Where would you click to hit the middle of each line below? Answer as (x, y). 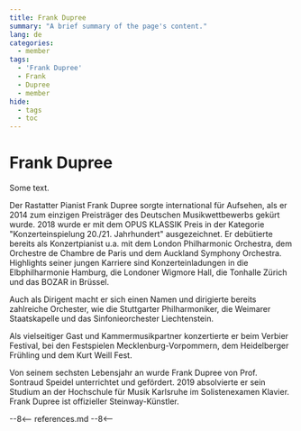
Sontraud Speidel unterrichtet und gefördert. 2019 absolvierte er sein (137, 382)
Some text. (29, 188)
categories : (32, 43)
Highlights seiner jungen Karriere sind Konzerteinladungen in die (129, 263)
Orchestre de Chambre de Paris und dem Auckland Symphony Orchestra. (146, 253)
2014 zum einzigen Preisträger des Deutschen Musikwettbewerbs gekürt (145, 215)
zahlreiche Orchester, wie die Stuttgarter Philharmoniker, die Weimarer (140, 309)
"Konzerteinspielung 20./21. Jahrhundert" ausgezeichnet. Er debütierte (141, 234)
